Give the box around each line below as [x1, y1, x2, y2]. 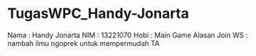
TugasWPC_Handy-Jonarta [7, 5, 189, 23]
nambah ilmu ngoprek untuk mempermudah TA [7, 38, 160, 47]
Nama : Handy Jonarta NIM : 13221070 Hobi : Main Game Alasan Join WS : [7, 30, 248, 40]
